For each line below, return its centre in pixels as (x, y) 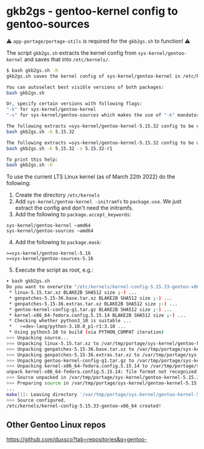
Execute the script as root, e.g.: (54, 270)
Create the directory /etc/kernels (57, 195)
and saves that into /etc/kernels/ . (67, 59)
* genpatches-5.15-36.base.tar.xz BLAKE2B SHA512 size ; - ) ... (90, 298)
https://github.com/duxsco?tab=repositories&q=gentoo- (77, 439)
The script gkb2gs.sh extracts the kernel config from (71, 52)
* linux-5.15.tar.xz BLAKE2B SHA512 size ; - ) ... (73, 293)
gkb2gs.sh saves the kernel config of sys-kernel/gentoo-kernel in (93, 76)
